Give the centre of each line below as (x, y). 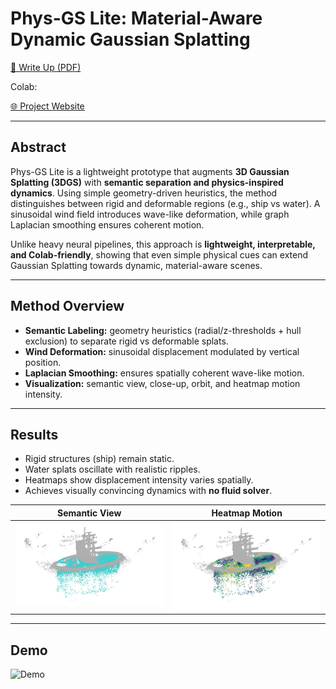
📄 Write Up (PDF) (46, 67)
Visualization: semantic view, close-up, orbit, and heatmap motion (162, 383)
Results (34, 434)
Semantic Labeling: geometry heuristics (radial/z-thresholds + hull (163, 330)
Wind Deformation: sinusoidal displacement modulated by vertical (162, 351)
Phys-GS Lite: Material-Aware (136, 18)
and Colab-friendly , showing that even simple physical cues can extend (159, 254)
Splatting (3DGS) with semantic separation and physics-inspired (147, 182)
